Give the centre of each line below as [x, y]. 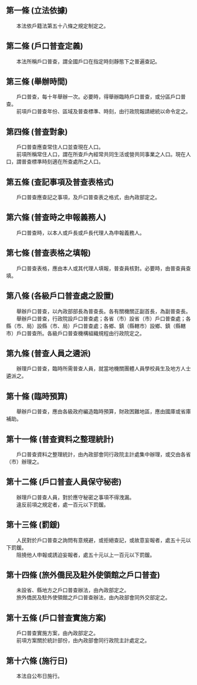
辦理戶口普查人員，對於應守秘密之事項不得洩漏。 [75, 497]
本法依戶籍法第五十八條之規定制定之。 [62, 26]
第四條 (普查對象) [37, 132]
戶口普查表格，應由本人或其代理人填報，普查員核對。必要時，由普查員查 [103, 268]
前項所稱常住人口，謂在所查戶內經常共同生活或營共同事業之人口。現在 [101, 154]
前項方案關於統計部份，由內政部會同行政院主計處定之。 [83, 640]
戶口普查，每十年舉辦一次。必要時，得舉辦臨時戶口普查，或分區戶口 [98, 97]
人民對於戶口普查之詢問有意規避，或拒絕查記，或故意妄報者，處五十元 [101, 540]
